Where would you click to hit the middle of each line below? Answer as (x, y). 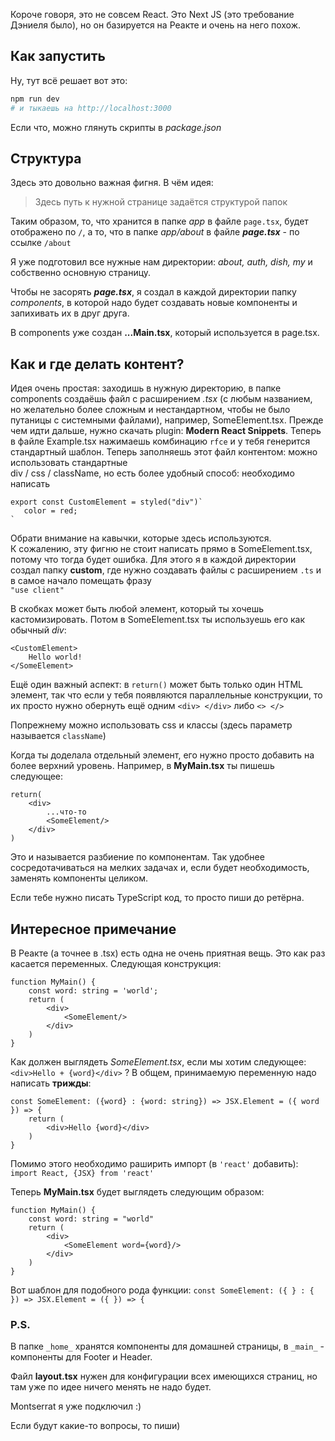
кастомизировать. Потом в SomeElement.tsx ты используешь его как (158, 620)
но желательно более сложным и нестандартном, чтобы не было (150, 410)
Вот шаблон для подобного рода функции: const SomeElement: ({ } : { (162, 1290)
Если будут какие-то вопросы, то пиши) (95, 1426)
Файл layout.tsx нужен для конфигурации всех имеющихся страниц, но (164, 1376)
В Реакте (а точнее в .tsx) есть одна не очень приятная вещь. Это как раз (168, 953)
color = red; (50, 511)
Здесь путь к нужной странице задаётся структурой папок (161, 202)
